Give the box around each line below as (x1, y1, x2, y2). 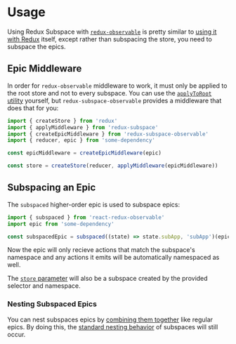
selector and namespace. (7, 282, 81, 290)
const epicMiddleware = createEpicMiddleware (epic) (7, 150, 162, 157)
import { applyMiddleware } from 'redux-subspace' (7, 124, 159, 131)
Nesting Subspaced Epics (7, 299, 97, 309)
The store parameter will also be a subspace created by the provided (7, 274, 209, 283)
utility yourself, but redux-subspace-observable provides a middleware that (7, 96, 222, 105)
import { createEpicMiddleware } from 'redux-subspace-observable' (7, 131, 209, 138)
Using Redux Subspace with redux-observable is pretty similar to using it (7, 27, 217, 36)
